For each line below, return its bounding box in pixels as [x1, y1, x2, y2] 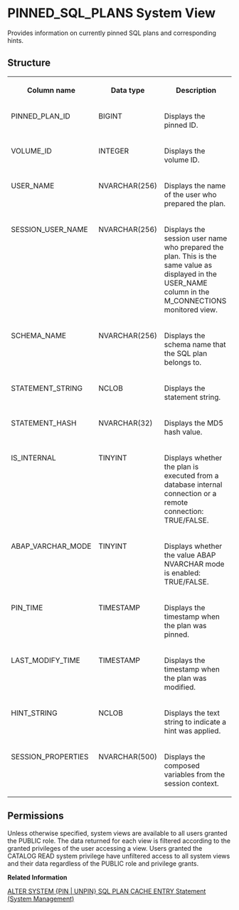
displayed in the [164, 269, 217, 279]
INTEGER [98, 146, 129, 156]
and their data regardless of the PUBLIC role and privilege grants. [7, 859, 199, 868]
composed [164, 760, 201, 770]
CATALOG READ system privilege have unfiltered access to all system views [7, 851, 230, 860]
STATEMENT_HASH [11, 418, 77, 428]
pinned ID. [164, 120, 198, 130]
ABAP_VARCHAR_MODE [11, 541, 92, 551]
